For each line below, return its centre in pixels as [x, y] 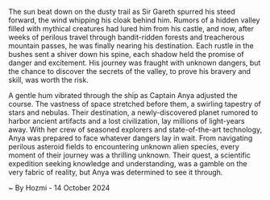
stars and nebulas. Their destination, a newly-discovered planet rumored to [133, 112]
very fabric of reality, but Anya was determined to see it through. [116, 172]
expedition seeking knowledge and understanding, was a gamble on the [128, 163]
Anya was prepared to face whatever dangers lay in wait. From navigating [131, 138]
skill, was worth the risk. [48, 80]
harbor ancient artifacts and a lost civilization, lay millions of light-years [127, 121]
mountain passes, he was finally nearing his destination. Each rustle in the [131, 46]
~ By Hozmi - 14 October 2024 [59, 188]
